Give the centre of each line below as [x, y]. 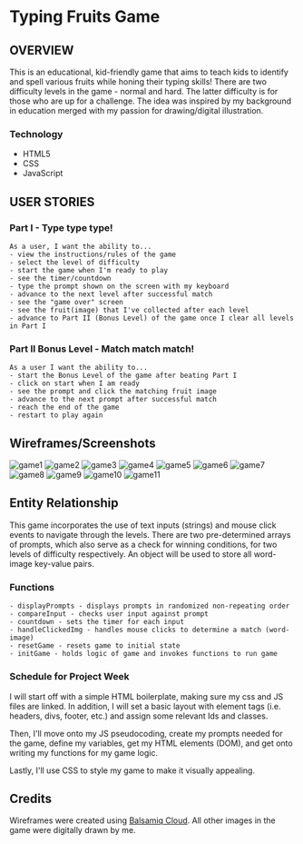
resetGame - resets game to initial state [99, 646]
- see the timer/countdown [60, 278]
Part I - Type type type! [61, 227]
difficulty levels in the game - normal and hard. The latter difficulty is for [144, 91]
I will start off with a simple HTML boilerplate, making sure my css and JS [147, 696]
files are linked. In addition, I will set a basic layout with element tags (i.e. [145, 706]
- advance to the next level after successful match [111, 294]
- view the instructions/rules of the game [93, 254]
